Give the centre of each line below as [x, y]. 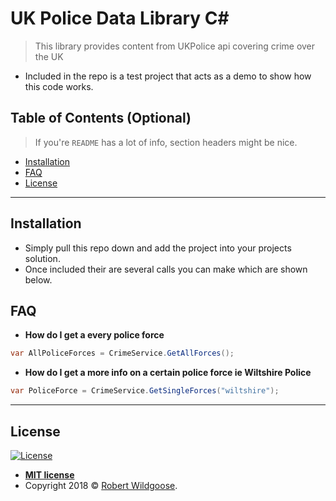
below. [38, 279]
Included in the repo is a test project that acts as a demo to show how [168, 76]
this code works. [59, 86]
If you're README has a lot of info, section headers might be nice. [166, 142]
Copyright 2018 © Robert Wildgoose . [101, 485]
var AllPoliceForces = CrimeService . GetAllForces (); [122, 353]
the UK [49, 56]
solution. [42, 258]
